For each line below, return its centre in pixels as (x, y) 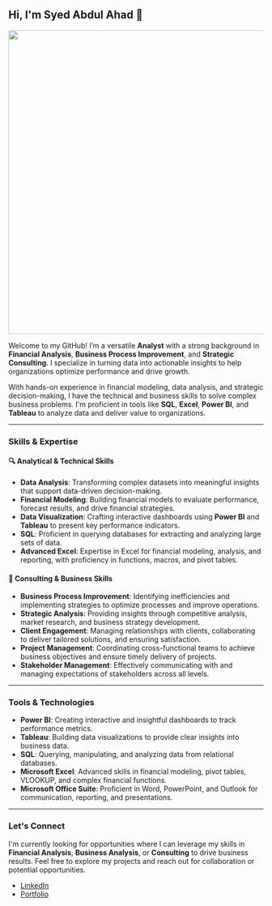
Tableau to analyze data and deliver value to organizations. (107, 412)
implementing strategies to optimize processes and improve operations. (140, 605)
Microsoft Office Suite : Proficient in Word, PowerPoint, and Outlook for (139, 789)
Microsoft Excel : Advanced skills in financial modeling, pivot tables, (133, 771)
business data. (45, 746)
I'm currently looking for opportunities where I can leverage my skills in (127, 844)
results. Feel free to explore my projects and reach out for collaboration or (132, 861)
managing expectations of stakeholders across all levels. (115, 674)
